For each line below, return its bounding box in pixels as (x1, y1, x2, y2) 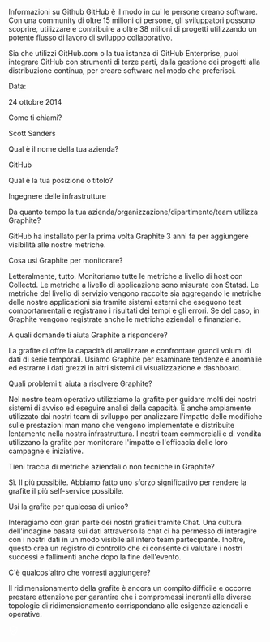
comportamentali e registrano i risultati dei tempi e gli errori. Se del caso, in (8, 306, 259, 315)
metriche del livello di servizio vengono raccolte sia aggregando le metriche (8, 289, 262, 298)
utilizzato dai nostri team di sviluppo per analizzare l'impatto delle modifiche (8, 412, 263, 421)
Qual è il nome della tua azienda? (8, 144, 119, 153)
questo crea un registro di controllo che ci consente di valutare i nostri (8, 543, 243, 553)
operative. (8, 610, 43, 618)
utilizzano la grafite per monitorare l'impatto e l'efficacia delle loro (8, 438, 229, 447)
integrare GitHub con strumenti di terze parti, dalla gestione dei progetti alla (8, 57, 261, 66)
